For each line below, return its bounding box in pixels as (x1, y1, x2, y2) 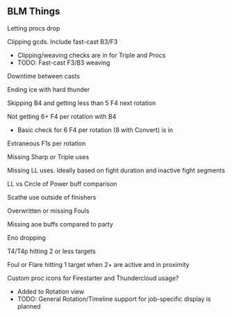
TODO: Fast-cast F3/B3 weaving (17, 58, 110, 67)
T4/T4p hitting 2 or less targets (7, 247, 96, 255)
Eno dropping (7, 233, 47, 242)
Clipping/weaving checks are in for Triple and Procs (17, 51, 166, 59)
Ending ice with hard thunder (7, 85, 90, 93)
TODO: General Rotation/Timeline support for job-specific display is (17, 295, 211, 303)
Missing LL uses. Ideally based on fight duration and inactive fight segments (7, 166, 226, 174)
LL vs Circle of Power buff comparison (7, 179, 117, 188)
